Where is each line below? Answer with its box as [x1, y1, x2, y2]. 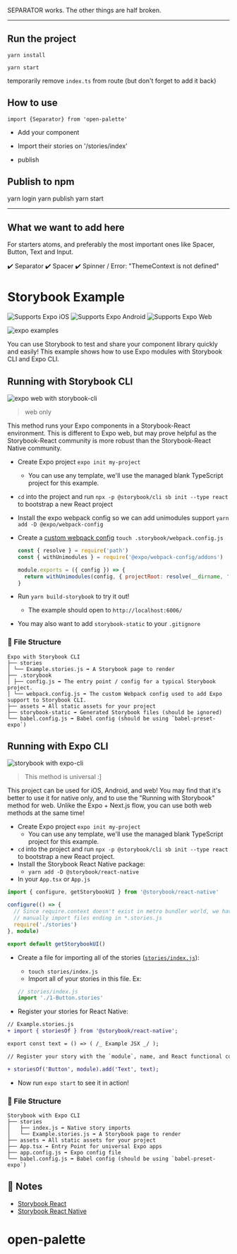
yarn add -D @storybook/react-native [28, 869, 140, 876]
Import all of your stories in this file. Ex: [28, 974, 142, 983]
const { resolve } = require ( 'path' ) [17, 547, 129, 554]
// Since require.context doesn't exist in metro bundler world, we [13, 908, 219, 915]
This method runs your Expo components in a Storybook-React [7, 421, 190, 430]
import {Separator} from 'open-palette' [7, 116, 128, 123]
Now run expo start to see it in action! [17, 1078, 129, 1087]
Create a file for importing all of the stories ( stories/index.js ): [17, 953, 200, 962]
